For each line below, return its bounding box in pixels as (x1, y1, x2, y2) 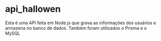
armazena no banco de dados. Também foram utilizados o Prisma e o (5, 25, 147, 31)
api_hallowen (5, 3, 61, 15)
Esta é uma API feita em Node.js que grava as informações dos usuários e (5, 20, 156, 26)
